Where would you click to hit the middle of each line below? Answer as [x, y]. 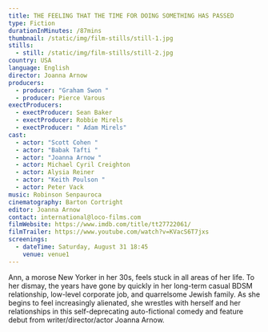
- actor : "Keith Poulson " [60, 180]
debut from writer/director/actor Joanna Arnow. [87, 320]
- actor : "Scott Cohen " [57, 142]
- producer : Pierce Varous [60, 98]
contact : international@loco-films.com [75, 217]
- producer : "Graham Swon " [62, 90]
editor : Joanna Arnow [44, 209]
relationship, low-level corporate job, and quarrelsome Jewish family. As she [134, 294]
